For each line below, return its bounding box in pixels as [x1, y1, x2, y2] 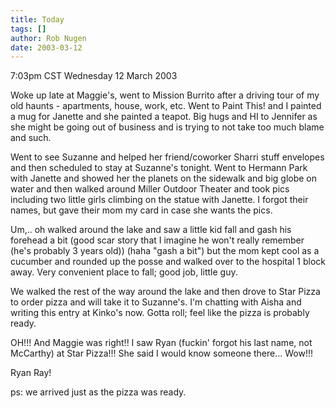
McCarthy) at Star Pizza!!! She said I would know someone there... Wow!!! [10, 347, 314, 360]
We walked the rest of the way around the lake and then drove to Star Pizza [10, 286, 321, 298]
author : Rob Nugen [10, 33, 87, 43]
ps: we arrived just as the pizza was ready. [10, 386, 187, 398]
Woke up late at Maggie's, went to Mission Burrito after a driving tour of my [10, 89, 320, 101]
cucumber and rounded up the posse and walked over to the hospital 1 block [10, 256, 326, 268]
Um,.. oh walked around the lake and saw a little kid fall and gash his [10, 224, 292, 236]
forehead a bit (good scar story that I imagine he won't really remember [10, 234, 305, 246]
